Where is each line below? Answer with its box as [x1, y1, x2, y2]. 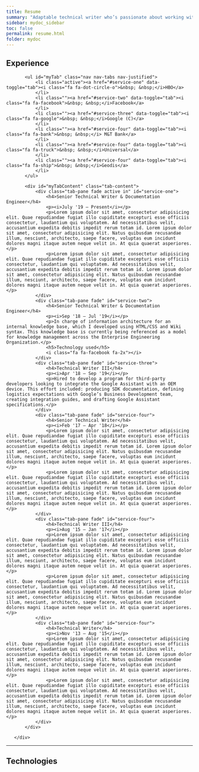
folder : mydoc [6, 36, 41, 42]
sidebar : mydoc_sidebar [6, 20, 65, 26]
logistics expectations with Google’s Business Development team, [6, 391, 174, 397]
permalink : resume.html [6, 31, 65, 37]
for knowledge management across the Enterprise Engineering [6, 334, 161, 340]
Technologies [6, 756, 58, 767]
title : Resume [6, 8, 41, 15]
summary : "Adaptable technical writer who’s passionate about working [6, 14, 184, 20]
